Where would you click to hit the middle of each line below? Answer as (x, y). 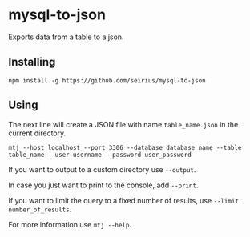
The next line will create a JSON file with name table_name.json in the (123, 124)
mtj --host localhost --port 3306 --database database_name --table (125, 147)
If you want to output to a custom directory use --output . (102, 169)
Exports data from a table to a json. (66, 37)
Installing (32, 62)
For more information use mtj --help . (70, 224)
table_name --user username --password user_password (100, 155)
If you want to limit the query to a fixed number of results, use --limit (123, 200)
